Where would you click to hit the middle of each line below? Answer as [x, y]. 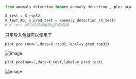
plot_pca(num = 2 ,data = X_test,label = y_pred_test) [54, 62]
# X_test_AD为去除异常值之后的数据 [37, 25]
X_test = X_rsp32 [23, 16]
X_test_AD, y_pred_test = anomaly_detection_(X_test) [61, 20]
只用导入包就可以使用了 [28, 35]
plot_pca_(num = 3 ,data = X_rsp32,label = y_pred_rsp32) [57, 44]
